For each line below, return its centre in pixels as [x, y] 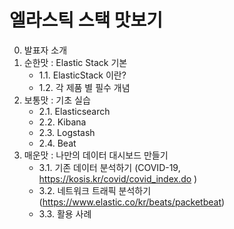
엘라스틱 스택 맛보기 [86, 20]
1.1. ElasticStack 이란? [82, 75]
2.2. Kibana [62, 122]
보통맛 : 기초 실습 [57, 100]
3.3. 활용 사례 [65, 213]
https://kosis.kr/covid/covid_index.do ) [118, 178]
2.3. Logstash [67, 132]
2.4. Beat [57, 143]
